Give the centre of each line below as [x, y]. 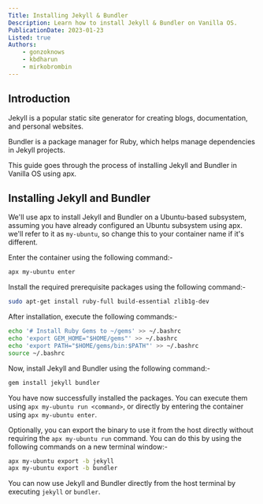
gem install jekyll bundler [54, 383]
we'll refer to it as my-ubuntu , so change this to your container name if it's [126, 234]
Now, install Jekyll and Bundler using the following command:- [109, 368]
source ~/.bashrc [37, 353]
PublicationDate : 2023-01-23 [56, 30]
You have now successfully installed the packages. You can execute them [128, 398]
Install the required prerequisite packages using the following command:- [127, 287]
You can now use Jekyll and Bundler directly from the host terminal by [122, 483]
